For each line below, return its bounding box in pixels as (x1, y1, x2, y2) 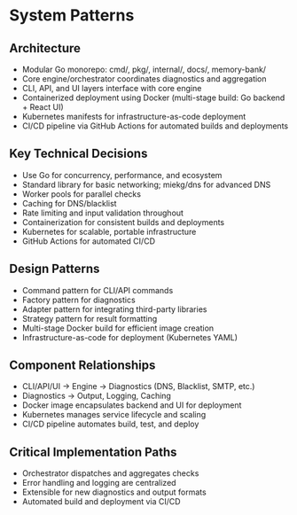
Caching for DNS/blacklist (21, 198, 117, 208)
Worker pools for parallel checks (21, 188, 142, 199)
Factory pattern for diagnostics (21, 294, 136, 305)
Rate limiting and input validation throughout (21, 207, 184, 218)
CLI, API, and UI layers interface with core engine (21, 83, 202, 93)
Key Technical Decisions (9, 146, 148, 161)
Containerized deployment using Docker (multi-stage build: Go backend (21, 92, 285, 103)
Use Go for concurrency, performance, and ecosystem (21, 169, 223, 180)
